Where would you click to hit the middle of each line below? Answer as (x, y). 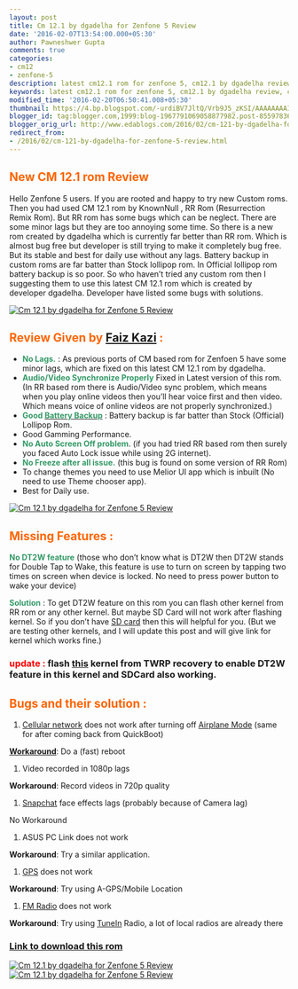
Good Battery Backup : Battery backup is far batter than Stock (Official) (153, 416)
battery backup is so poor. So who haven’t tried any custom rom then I (137, 274)
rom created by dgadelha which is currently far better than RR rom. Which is (148, 236)
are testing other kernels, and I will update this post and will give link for (140, 632)
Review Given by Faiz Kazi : (86, 338)
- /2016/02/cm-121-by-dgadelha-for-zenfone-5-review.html (118, 141)
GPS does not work (57, 871)
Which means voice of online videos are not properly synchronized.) (147, 406)
